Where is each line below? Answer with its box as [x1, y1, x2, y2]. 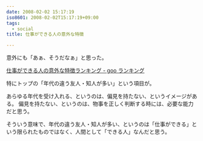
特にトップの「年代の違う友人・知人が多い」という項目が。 [6, 80, 155, 87]
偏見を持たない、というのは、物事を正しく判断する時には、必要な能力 [18, 100, 194, 108]
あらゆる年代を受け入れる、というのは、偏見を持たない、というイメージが [6, 93, 192, 100]
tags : [6, 20, 20, 26]
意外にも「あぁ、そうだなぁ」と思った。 [6, 54, 107, 61]
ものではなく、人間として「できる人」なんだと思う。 [38, 128, 171, 136]
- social [12, 25, 34, 32]
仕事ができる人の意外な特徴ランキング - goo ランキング [6, 67, 145, 74]
